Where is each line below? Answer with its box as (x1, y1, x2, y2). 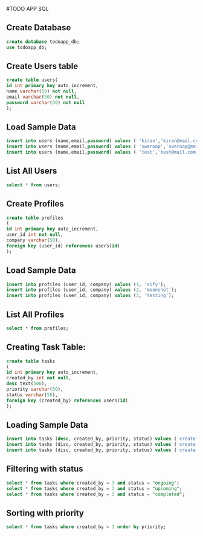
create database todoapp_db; (6, 39, 80, 45)
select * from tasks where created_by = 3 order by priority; (6, 524, 166, 530)
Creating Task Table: (6, 342, 86, 353)
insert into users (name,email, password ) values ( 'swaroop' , (6, 143, 166, 150)
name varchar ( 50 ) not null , (6, 88, 77, 94)
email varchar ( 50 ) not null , (6, 94, 80, 100)
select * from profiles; (6, 325, 69, 332)
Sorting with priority (6, 508, 85, 518)
